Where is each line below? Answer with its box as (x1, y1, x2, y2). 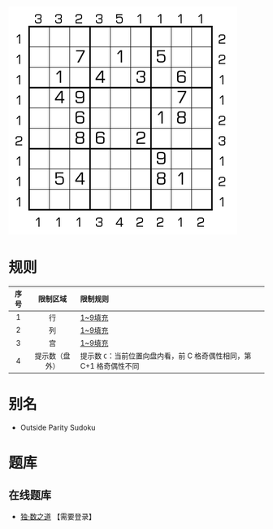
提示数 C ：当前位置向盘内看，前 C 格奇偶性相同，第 (80, 351, 252, 361)
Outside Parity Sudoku (19, 422, 96, 432)
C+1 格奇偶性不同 (80, 361, 140, 371)
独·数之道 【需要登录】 (19, 511, 96, 521)
